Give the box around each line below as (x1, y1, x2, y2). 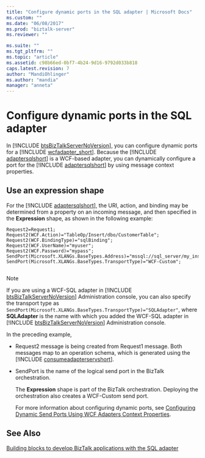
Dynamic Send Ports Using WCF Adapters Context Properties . (15, 410, 171, 418)
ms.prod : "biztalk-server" (6, 26, 75, 32)
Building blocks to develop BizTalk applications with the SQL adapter (6, 444, 179, 452)
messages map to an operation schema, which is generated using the (15, 349, 190, 356)
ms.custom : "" (6, 15, 43, 21)
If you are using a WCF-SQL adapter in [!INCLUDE (6, 286, 132, 294)
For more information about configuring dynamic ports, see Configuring (15, 404, 196, 411)
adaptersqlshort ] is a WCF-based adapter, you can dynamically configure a (6, 155, 196, 162)
